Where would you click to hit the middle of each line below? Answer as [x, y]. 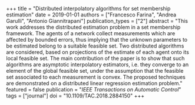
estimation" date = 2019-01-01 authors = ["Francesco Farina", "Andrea [91, 15]
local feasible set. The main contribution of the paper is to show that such [95, 58]
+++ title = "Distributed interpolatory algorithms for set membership [88, 9]
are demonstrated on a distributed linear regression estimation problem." [94, 83]
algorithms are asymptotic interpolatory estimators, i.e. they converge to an [97, 65]
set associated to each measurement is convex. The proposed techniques [96, 77]
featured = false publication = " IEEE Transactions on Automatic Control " [94, 89]
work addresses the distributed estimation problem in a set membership [93, 27]
